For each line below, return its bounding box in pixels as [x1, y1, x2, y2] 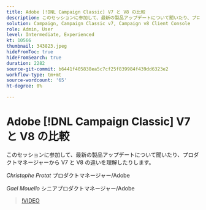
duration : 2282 [6, 60, 45, 66]
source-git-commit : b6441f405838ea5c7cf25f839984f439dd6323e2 [6, 66, 169, 72]
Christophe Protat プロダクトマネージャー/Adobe [6, 171, 130, 179]
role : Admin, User [6, 26, 53, 32]
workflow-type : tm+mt [6, 72, 62, 78]
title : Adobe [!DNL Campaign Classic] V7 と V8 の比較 [6, 9, 146, 15]
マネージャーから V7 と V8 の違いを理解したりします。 [17, 159, 154, 166]
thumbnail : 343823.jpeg [6, 43, 67, 50]
